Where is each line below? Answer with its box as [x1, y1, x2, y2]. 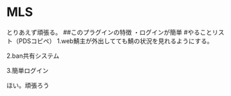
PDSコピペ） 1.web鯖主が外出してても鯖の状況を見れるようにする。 [18, 36, 214, 45]
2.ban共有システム [6, 51, 60, 60]
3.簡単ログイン [6, 66, 49, 74]
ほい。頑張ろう [6, 81, 49, 89]
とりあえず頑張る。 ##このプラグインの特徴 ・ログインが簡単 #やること [6, 28, 213, 36]
